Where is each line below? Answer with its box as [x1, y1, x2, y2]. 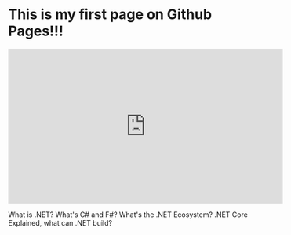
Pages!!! [8, 22, 64, 40]
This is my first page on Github [8, 6, 213, 24]
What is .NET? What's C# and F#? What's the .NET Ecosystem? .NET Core [8, 210, 249, 219]
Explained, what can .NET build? [8, 218, 112, 227]
